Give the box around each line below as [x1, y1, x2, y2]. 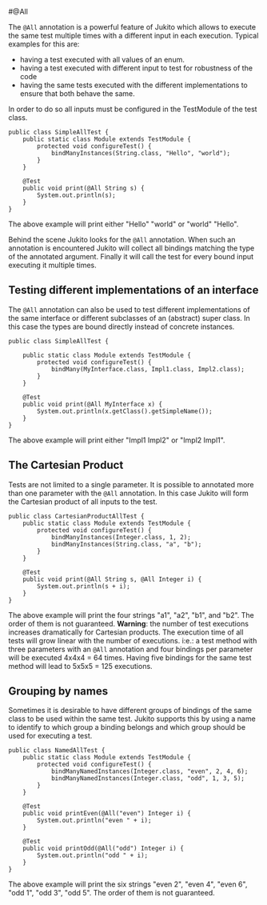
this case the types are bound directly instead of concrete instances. [8, 322, 235, 331]
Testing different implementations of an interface [8, 283, 259, 297]
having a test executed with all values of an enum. [19, 55, 185, 64]
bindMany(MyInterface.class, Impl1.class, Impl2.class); [50, 365, 245, 373]
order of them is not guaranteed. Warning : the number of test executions [8, 619, 249, 628]
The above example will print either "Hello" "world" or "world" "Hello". [8, 219, 239, 229]
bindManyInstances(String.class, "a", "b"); [50, 540, 202, 548]
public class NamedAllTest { [8, 747, 106, 755]
